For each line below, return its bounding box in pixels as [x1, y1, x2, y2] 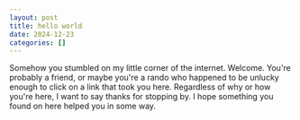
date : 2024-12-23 [9, 30, 75, 39]
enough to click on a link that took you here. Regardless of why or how [9, 81, 271, 92]
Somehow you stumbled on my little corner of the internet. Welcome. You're [9, 63, 291, 73]
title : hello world [9, 21, 83, 30]
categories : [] [9, 38, 67, 47]
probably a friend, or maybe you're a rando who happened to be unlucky [9, 73, 279, 83]
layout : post [9, 13, 59, 22]
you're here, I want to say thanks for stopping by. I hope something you [9, 91, 274, 102]
